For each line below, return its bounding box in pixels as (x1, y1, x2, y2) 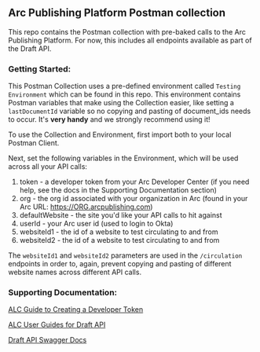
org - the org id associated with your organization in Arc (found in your (19, 194, 248, 203)
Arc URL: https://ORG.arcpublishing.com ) (19, 202, 153, 211)
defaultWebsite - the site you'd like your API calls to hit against (19, 211, 222, 220)
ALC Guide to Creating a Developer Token (8, 305, 144, 314)
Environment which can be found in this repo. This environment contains (8, 90, 241, 99)
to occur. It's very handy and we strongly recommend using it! (8, 115, 211, 124)
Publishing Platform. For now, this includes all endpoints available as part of (8, 35, 253, 45)
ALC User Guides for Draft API (8, 320, 106, 329)
